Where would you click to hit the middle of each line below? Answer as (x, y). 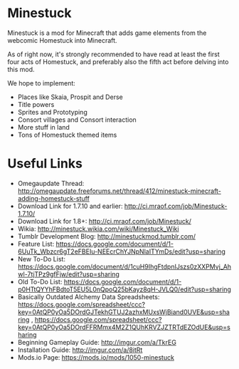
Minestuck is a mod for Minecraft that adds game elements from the (107, 33)
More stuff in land (43, 127)
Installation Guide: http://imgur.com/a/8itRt (80, 350)
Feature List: (36, 244)
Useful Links (45, 163)
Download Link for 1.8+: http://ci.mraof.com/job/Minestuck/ (105, 221)
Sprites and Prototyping (52, 112)
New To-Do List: (42, 259)
